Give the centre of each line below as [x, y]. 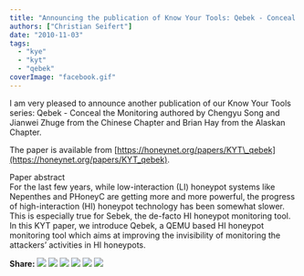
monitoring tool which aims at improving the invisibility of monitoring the [145, 235]
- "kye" [32, 52]
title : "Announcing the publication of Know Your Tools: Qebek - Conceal [153, 18]
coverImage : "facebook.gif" [63, 77]
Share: [22, 263]
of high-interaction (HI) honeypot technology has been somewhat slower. [147, 206]
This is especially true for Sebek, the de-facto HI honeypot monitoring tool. [150, 216]
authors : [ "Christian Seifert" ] [71, 26]
